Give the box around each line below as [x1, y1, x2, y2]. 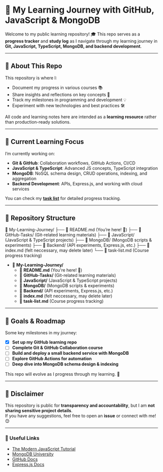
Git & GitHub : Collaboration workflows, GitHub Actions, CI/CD [12, 160, 136, 166]
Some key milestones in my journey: [5, 330, 78, 336]
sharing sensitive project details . [5, 408, 73, 414]
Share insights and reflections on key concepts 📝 [12, 91, 110, 97]
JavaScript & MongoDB [5, 15, 100, 26]
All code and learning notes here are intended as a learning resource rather [5, 114, 157, 120]
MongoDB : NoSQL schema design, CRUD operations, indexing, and [12, 170, 147, 176]
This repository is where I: [5, 75, 57, 81]
